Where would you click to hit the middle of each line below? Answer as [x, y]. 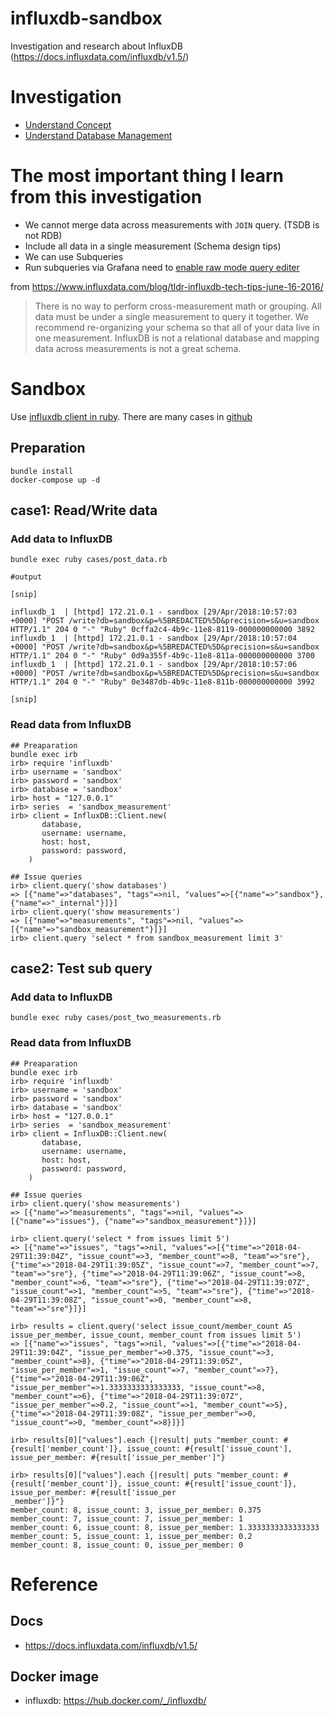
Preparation [48, 448]
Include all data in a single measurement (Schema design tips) [153, 246]
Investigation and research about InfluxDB [97, 46]
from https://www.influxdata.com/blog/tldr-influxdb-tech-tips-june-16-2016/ [167, 286]
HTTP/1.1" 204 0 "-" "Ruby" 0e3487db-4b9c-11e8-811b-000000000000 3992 [162, 682]
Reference [54, 1584]
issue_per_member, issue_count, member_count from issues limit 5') [156, 1335]
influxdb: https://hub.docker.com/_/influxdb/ [115, 1701]
